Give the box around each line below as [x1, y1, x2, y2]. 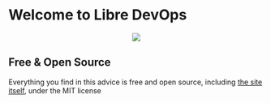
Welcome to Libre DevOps [8, 6, 187, 24]
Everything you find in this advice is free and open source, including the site [8, 77, 263, 87]
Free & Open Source [8, 55, 111, 70]
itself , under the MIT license [8, 85, 101, 95]
